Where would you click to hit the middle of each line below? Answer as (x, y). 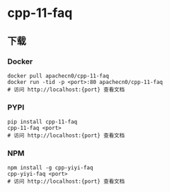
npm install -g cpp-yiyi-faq (50, 168)
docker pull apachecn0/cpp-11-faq (58, 76)
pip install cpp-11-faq (42, 122)
